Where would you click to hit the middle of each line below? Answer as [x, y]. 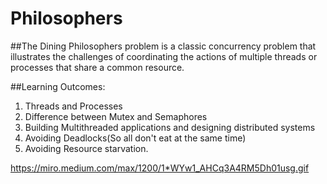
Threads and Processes [73, 106]
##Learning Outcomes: [58, 86]
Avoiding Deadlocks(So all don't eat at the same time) [135, 138]
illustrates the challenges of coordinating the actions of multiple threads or [164, 56]
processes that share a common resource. [97, 67]
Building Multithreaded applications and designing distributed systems [170, 127]
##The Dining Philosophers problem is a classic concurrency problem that [163, 46]
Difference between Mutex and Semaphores [116, 116]
